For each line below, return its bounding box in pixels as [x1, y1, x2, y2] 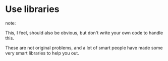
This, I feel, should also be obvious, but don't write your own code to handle [5, 29, 163, 35]
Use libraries [5, 3, 60, 15]
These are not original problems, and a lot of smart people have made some [5, 44, 163, 50]
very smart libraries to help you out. [5, 50, 79, 56]
